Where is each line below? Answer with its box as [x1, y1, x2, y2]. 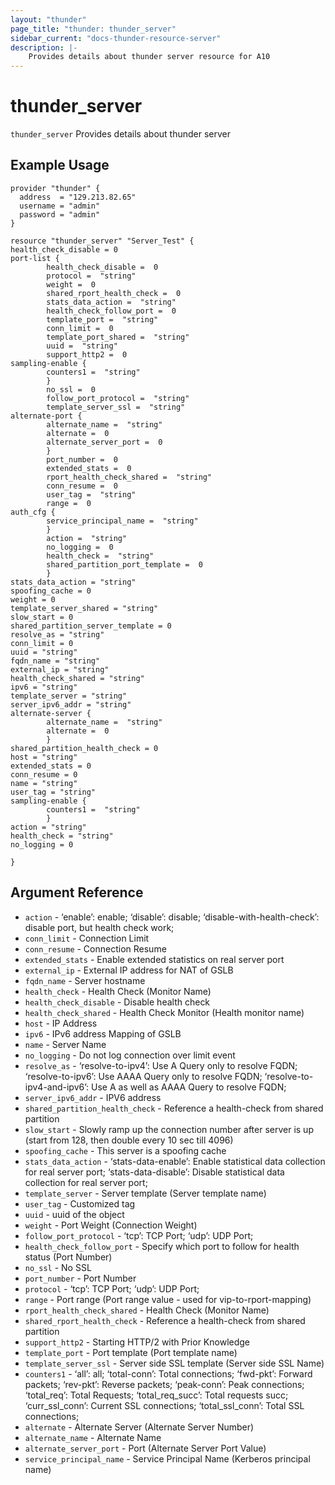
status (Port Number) [24, 1251, 113, 1263]
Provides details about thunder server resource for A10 [28, 52, 271, 62]
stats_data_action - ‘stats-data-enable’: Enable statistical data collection [24, 1155, 326, 1167]
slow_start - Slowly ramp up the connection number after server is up [24, 1123, 314, 1135]
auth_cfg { [10, 507, 56, 517]
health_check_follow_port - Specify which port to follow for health [24, 1240, 300, 1252]
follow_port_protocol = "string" [46, 393, 190, 403]
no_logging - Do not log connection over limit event [24, 1049, 236, 1061]
